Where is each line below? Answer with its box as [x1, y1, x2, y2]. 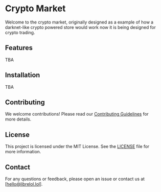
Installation [5, 71, 40, 79]
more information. [5, 149, 41, 155]
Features [5, 44, 33, 52]
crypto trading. [5, 29, 35, 35]
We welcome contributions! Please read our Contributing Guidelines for [5, 111, 149, 117]
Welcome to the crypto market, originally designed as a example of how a [5, 19, 154, 25]
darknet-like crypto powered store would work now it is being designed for [5, 24, 156, 30]
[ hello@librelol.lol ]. [5, 181, 43, 187]
